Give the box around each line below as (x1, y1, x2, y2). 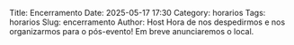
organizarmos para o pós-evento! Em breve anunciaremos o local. (9, 26, 254, 36)
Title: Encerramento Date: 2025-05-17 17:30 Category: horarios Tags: (9, 8, 266, 18)
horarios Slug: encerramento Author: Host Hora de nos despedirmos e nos (9, 17, 286, 27)
